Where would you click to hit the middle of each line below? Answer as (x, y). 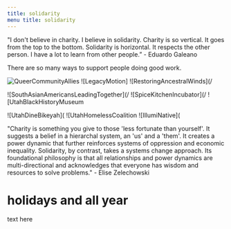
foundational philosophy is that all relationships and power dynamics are (110, 158)
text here (20, 219)
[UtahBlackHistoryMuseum (46, 101)
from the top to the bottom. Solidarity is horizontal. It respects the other (109, 47)
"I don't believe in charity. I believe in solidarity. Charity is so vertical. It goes (116, 39)
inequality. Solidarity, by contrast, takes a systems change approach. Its (110, 150)
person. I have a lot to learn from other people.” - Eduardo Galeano (102, 54)
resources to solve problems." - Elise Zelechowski (78, 172)
